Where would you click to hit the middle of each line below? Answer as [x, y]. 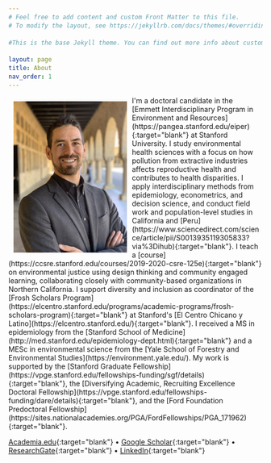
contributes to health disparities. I [188, 177]
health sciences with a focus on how [193, 152]
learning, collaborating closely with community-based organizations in [125, 280]
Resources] [209, 118]
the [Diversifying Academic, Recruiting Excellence [152, 383]
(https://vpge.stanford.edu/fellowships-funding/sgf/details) [107, 374]
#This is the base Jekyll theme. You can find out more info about [124, 43]
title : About [30, 69]
